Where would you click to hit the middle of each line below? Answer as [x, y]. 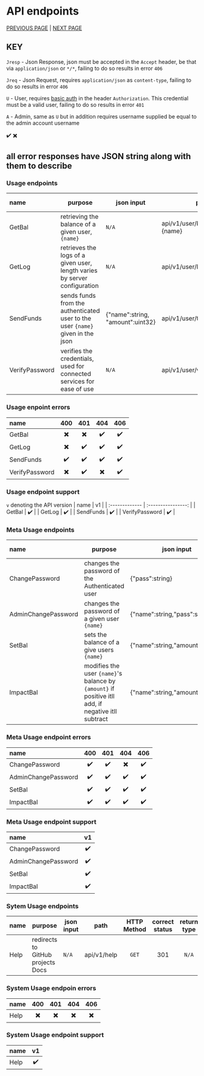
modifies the [102, 666]
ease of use [77, 389]
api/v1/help [101, 955]
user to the [76, 318]
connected [76, 374]
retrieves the [78, 248]
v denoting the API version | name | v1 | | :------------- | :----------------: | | [101, 505]
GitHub [42, 955]
